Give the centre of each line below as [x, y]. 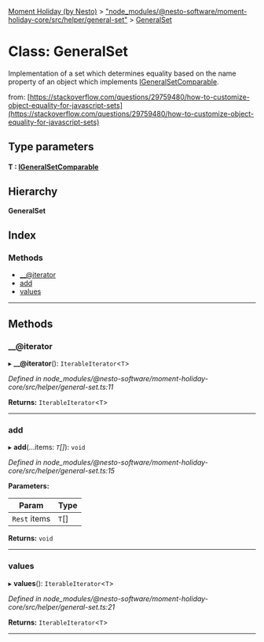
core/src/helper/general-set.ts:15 [62, 471]
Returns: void [31, 538]
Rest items [31, 519]
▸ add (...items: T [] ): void [47, 447]
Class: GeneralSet [68, 52]
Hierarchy [33, 192]
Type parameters [51, 147]
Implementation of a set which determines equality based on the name [122, 73]
